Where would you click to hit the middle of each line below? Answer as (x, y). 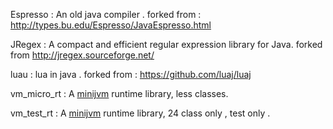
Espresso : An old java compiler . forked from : (106, 14)
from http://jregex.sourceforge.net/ (82, 55)
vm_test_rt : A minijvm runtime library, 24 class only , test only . (140, 113)
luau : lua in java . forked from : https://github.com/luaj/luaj (131, 74)
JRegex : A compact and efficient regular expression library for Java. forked (166, 44)
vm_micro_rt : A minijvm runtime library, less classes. (119, 93)
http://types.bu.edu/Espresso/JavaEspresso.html (111, 25)
